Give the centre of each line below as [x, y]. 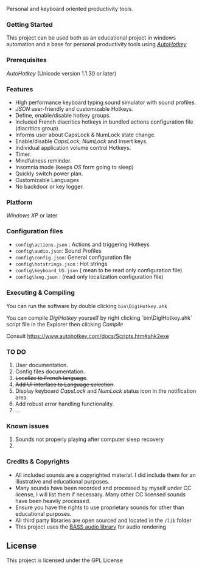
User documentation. [42, 365]
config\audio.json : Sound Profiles [58, 251]
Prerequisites [26, 60]
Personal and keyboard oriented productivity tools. [70, 9]
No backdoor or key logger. [49, 186]
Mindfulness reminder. [43, 160]
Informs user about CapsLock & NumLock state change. [85, 135]
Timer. [23, 154]
